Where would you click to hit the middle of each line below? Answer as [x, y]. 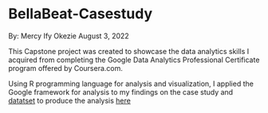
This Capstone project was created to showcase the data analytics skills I [129, 51]
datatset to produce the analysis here [70, 100]
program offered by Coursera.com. [66, 68]
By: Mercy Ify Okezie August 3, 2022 [69, 36]
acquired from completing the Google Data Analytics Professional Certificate [134, 60]
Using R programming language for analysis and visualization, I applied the [131, 84]
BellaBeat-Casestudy [81, 14]
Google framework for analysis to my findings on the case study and [121, 92]
